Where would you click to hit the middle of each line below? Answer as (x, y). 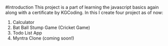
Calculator (23, 22)
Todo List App (27, 33)
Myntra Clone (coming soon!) (44, 38)
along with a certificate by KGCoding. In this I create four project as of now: (84, 12)
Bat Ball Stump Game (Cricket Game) (51, 27)
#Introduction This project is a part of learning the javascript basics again (82, 7)
